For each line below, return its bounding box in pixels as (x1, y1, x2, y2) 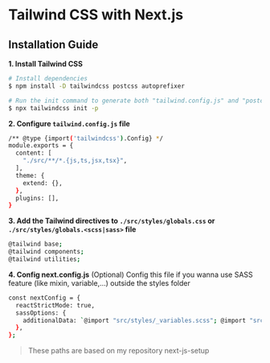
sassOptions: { (15, 308, 67, 317)
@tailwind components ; (8, 248, 84, 256)
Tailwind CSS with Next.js (8, 6, 183, 24)
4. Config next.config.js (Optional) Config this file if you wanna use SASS (8, 270, 253, 279)
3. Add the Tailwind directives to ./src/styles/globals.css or (8, 216, 215, 226)
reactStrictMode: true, (15, 301, 95, 309)
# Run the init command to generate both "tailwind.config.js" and (8, 97, 239, 105)
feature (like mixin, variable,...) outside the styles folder (8, 278, 190, 287)
